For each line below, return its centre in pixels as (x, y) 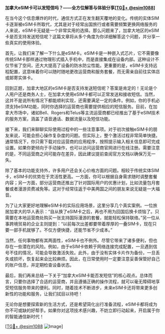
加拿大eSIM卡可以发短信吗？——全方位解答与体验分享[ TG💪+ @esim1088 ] (80, 8)
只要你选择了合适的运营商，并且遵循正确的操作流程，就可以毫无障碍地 (84, 281)
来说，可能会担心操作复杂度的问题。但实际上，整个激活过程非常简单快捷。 (84, 135)
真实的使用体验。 (27, 43)
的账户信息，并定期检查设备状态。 (40, 265)
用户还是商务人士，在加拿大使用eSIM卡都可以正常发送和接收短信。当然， (83, 94)
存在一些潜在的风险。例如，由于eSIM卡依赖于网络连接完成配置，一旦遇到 (79, 247)
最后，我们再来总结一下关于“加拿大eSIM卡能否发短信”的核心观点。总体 (77, 275)
